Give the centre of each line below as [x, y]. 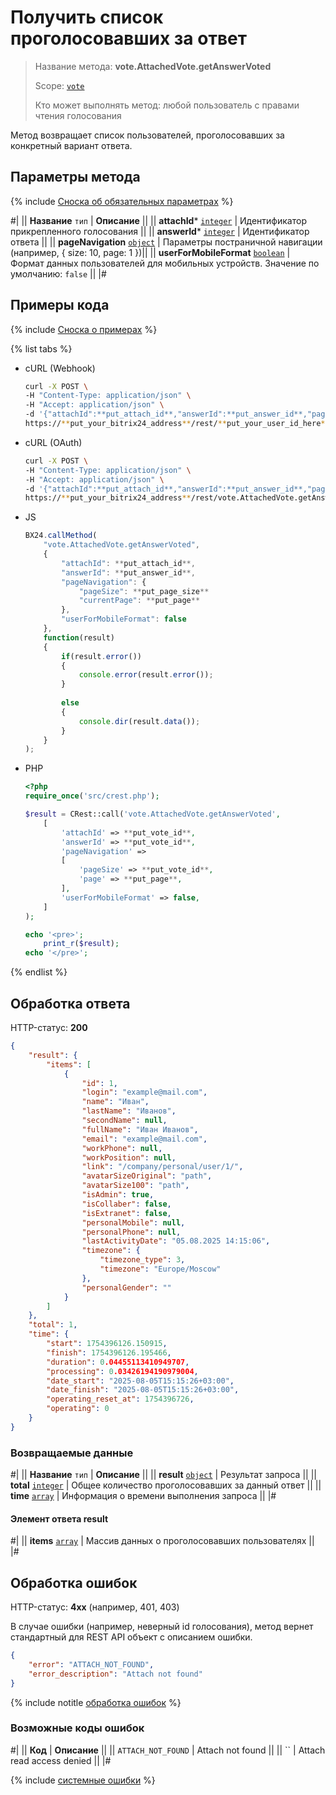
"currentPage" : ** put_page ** [139, 601]
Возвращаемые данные [72, 1453]
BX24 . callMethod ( [61, 536]
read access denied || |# [61, 1760]
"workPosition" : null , [129, 1157]
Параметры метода [75, 177]
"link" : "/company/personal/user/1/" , [162, 1167]
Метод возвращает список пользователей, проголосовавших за [147, 135]
